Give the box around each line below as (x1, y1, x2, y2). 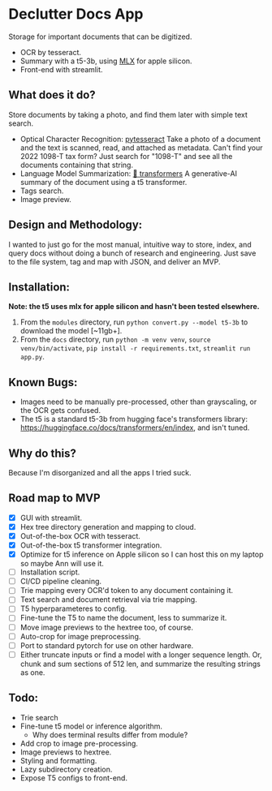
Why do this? (8, 446, 77, 460)
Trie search (19, 712, 58, 722)
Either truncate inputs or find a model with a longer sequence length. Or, (19, 650, 262, 660)
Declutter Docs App (8, 5, 144, 24)
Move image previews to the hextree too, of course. (19, 622, 193, 632)
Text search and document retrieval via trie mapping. (19, 595, 197, 604)
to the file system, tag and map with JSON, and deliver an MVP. (8, 256, 221, 266)
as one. (19, 667, 45, 677)
